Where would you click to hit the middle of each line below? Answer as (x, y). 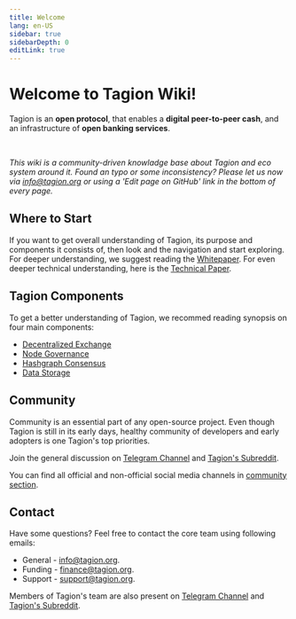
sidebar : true (35, 34)
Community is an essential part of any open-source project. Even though (142, 421)
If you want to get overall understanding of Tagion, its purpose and (131, 239)
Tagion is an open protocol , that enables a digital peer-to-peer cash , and (144, 119)
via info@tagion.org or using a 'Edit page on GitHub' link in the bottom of (143, 182)
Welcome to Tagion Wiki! (103, 94)
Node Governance (55, 353)
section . (24, 484)
